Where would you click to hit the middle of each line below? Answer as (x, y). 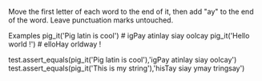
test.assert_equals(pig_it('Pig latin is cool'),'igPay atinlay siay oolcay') (123, 60)
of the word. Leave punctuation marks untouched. (91, 20)
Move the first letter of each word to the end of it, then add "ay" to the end (131, 12)
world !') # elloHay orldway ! (55, 44)
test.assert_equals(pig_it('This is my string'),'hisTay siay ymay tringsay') (127, 68)
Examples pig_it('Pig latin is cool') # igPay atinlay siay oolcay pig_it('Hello (129, 36)
